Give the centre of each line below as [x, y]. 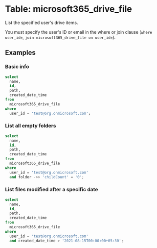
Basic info [17, 67]
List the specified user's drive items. [42, 23]
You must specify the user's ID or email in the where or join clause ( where [79, 32]
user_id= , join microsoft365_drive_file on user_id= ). [60, 37]
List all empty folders [31, 126]
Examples [20, 53]
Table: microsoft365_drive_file [68, 9]
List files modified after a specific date [52, 190]
